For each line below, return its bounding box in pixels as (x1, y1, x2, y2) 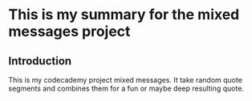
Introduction (8, 54, 72, 68)
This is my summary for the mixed (8, 6, 240, 24)
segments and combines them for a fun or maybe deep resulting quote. (8, 84, 245, 93)
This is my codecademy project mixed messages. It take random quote (8, 76, 243, 84)
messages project (8, 22, 131, 41)
